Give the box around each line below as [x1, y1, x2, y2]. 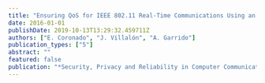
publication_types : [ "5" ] [8, 41, 93, 49]
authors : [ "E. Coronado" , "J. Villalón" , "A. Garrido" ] [8, 33, 196, 42]
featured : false [8, 56, 62, 64]
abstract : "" [8, 48, 51, 56]
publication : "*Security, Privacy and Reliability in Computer [8, 63, 221, 71]
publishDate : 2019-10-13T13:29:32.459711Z [8, 26, 150, 34]
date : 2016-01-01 [8, 19, 65, 27]
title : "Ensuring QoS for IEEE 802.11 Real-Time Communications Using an [8, 11, 256, 20]
